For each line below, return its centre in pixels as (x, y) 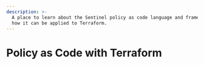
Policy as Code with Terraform (84, 53)
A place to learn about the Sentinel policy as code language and (97, 17)
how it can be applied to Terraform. (59, 23)
